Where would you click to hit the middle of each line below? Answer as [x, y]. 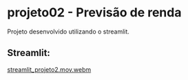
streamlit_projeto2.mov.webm [49, 69]
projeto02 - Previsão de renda [94, 13]
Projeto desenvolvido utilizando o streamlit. [68, 31]
